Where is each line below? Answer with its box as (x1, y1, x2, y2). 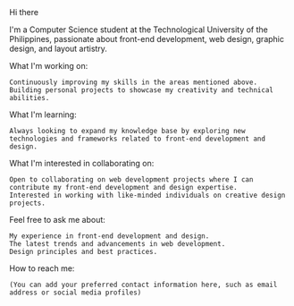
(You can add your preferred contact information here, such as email (9, 280, 278, 289)
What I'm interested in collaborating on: (9, 158, 155, 168)
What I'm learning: (9, 109, 78, 120)
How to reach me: (9, 263, 75, 274)
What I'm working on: (9, 61, 88, 71)
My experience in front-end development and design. (9, 232, 210, 241)
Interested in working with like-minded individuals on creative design (9, 191, 286, 200)
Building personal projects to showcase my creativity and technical (9, 86, 274, 95)
